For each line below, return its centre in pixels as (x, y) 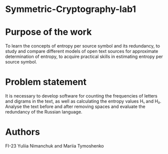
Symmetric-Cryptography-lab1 (71, 9)
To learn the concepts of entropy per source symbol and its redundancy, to (83, 46)
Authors (23, 132)
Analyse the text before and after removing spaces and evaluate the (75, 106)
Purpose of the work (48, 32)
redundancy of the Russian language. (44, 112)
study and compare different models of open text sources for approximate (82, 51)
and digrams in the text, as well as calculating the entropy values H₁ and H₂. (83, 101)
